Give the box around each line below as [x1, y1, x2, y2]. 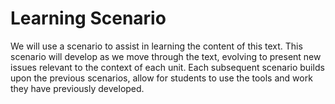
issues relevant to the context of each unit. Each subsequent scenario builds [10, 61, 325, 73]
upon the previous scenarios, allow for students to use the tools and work [10, 72, 313, 84]
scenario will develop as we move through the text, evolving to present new [10, 50, 322, 62]
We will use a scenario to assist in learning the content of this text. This [10, 40, 303, 52]
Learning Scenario [10, 7, 167, 30]
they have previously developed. [10, 82, 145, 94]
